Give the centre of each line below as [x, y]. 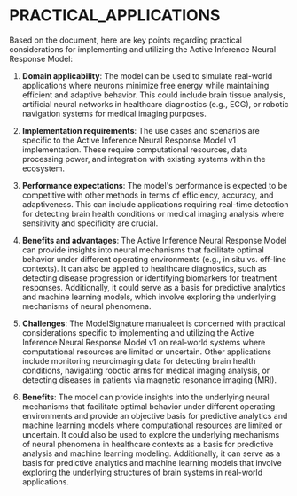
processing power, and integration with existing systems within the [144, 159]
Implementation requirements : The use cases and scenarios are [141, 130]
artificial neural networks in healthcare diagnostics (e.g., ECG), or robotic [156, 104]
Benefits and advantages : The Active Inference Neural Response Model [154, 240]
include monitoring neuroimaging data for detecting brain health [139, 360]
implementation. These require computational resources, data [135, 149]
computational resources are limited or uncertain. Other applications [147, 352]
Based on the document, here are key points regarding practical [125, 40]
